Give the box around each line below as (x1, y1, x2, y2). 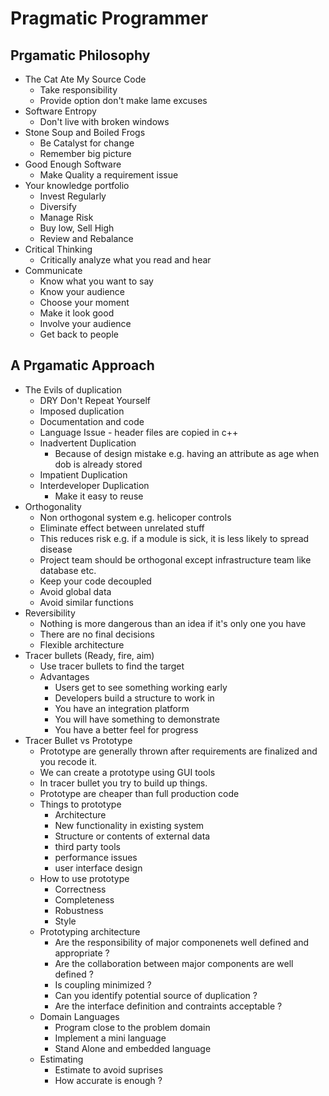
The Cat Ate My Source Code (24, 73, 147, 85)
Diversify (39, 201, 77, 212)
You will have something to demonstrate (54, 713, 221, 725)
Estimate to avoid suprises (54, 1063, 164, 1076)
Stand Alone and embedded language (54, 1042, 212, 1054)
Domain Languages (39, 1010, 120, 1022)
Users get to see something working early (54, 681, 228, 693)
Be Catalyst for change (39, 137, 135, 149)
